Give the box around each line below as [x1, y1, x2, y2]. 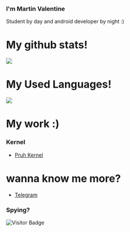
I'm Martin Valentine [6, 5, 66, 13]
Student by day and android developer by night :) [6, 18, 125, 25]
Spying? [6, 206, 30, 214]
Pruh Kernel [14, 151, 43, 158]
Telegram [14, 191, 38, 198]
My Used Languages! [6, 78, 112, 91]
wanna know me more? [6, 172, 121, 185]
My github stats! [6, 39, 88, 51]
